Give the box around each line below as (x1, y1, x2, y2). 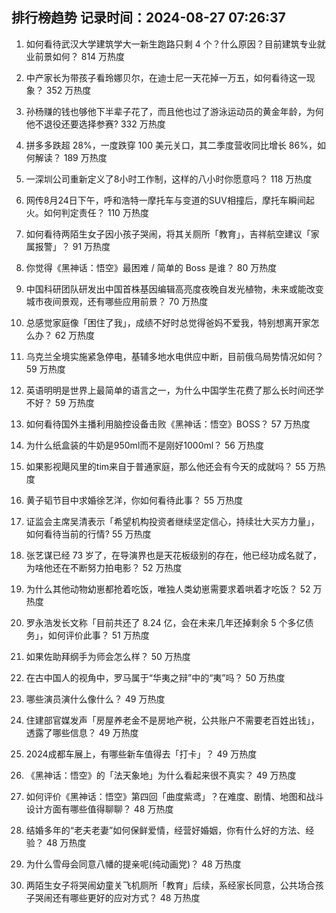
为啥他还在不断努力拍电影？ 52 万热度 (25, 561, 183, 573)
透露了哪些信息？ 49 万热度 (25, 726, 139, 738)
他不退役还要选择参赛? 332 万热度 (25, 118, 166, 130)
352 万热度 (45, 84, 92, 96)
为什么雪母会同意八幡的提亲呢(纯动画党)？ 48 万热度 (25, 858, 242, 870)
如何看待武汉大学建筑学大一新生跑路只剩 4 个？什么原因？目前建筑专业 (25, 38, 318, 50)
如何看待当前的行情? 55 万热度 (25, 528, 152, 540)
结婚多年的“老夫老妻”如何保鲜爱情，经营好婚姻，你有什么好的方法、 (25, 824, 306, 836)
